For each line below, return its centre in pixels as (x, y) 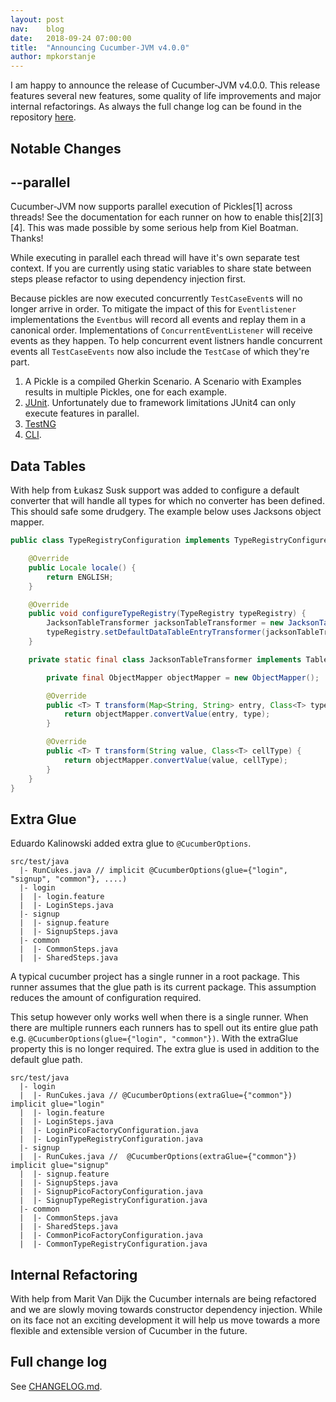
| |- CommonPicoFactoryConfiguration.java (111, 1236)
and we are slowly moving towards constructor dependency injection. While (166, 1310)
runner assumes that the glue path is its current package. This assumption (163, 987)
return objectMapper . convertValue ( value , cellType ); (175, 760)
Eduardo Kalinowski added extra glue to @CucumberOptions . (131, 843)
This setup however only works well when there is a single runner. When (159, 1017)
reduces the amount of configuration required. (106, 998)
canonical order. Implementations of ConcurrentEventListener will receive (161, 330)
